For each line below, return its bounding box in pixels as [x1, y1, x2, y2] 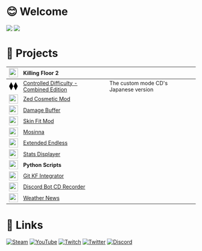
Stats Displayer [23, 150, 61, 157]
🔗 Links [6, 218, 43, 232]
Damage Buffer [23, 106, 61, 113]
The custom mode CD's [109, 79, 168, 86]
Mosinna [23, 129, 45, 136]
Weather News [23, 194, 60, 201]
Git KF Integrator [23, 172, 64, 180]
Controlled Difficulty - [23, 79, 78, 86]
